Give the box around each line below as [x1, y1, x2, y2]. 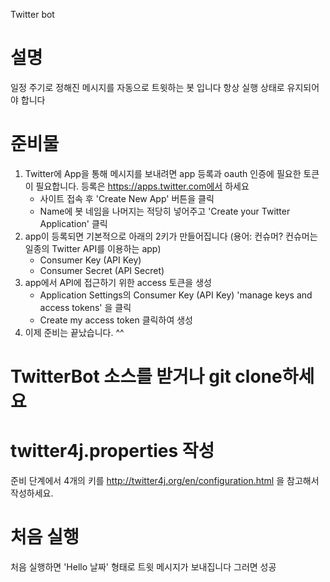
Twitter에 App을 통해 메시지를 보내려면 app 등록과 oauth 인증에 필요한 [24, 167, 302, 179]
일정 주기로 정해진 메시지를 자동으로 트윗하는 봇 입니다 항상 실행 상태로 [10, 81, 285, 93]
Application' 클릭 [39, 217, 108, 229]
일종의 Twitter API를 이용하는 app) [24, 242, 162, 254]
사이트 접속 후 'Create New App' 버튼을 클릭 [39, 192, 215, 204]
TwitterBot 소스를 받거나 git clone [10, 365, 283, 388]
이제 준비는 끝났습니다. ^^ [24, 326, 125, 338]
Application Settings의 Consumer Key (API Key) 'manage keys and [39, 289, 313, 301]
